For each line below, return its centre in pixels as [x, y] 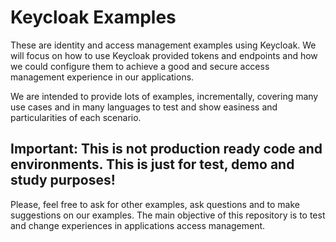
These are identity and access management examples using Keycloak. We [163, 45]
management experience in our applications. [102, 77]
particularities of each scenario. [76, 117]
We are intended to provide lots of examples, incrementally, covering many [164, 96]
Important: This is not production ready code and [166, 149]
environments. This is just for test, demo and [152, 164]
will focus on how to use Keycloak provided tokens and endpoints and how [164, 55]
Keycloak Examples [93, 17]
